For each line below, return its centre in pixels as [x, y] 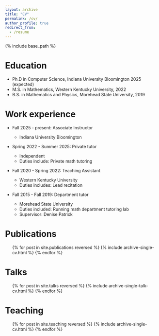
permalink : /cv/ [21, 18]
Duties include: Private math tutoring [56, 161]
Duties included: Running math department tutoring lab [74, 209]
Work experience [40, 114]
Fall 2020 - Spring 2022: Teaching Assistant [56, 170]
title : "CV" [17, 14]
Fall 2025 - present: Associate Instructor [52, 127]
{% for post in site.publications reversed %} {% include [67, 247]
